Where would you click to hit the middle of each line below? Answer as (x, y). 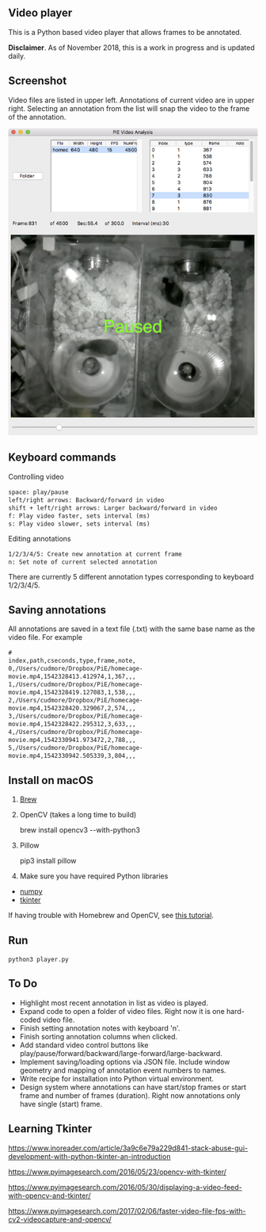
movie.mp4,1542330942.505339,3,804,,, (72, 756)
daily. (17, 55)
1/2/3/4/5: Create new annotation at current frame (95, 554)
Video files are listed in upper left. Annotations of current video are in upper (131, 100)
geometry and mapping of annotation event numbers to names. (123, 1070)
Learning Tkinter (50, 1129)
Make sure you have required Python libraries (94, 876)
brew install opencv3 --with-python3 (80, 830)
